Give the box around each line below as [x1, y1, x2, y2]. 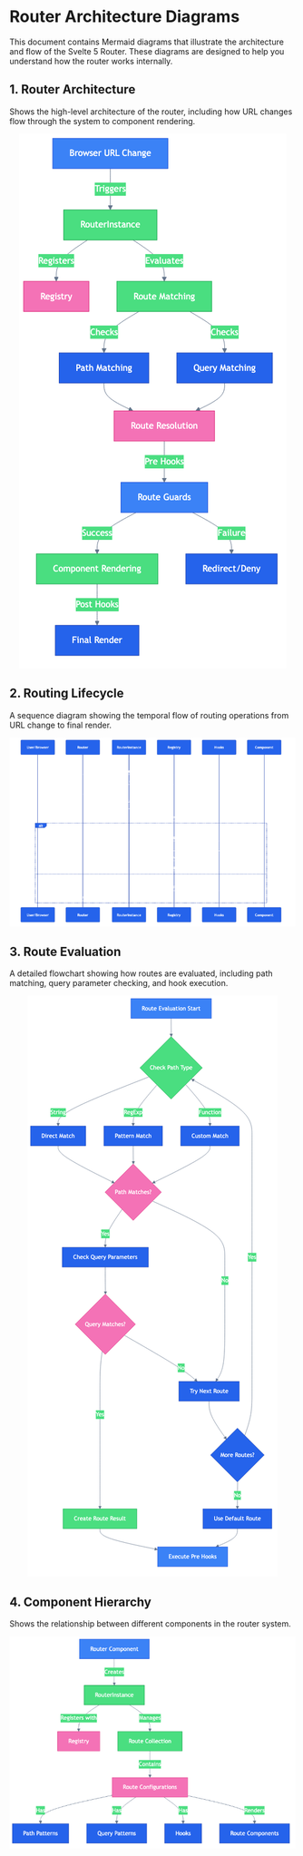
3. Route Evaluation [9, 943, 122, 959]
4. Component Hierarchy [9, 1594, 151, 1609]
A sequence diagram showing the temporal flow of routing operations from [9, 709, 289, 720]
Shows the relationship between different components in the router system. [9, 1618, 292, 1629]
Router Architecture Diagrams [9, 6, 240, 27]
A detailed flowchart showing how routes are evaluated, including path [9, 968, 274, 979]
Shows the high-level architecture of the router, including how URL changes [9, 106, 293, 117]
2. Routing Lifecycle [9, 686, 124, 701]
